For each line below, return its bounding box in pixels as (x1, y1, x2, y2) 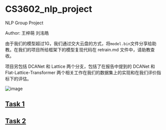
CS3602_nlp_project (5, 3, 92, 15)
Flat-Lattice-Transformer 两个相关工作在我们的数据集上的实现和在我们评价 (5, 69, 157, 75)
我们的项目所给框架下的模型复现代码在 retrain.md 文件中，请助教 (18, 46, 151, 52)
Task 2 (5, 117, 26, 125)
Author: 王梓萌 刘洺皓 (5, 30, 49, 36)
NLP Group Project (5, 20, 44, 26)
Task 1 (5, 100, 25, 108)
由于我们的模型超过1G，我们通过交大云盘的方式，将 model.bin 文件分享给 (5, 41, 153, 46)
